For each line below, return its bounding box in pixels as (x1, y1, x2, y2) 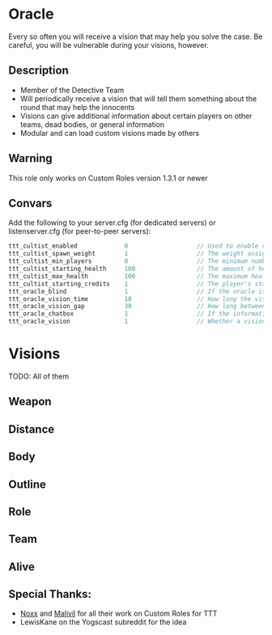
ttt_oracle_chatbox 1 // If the (8, 310, 230, 318)
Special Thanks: (8, 587, 91, 601)
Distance (8, 422, 55, 436)
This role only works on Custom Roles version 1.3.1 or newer (8, 173, 208, 183)
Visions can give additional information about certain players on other (19, 111, 253, 121)
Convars (8, 196, 53, 210)
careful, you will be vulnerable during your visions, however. (8, 40, 209, 49)
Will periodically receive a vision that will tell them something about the (19, 94, 257, 104)
